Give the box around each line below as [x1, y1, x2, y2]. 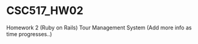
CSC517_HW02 [6, 4, 83, 18]
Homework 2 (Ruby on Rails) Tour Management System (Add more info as [6, 24, 192, 31]
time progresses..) [6, 30, 52, 37]
